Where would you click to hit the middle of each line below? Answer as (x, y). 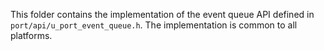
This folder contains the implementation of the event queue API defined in (162, 14)
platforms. (31, 35)
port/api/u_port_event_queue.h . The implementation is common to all (154, 25)
